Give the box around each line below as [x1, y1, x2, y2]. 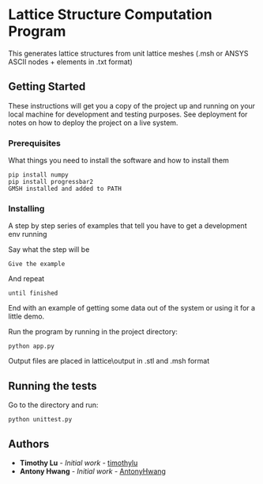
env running [8, 230, 47, 239]
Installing [8, 203, 45, 214]
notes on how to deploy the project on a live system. [8, 117, 178, 128]
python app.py [8, 342, 55, 350]
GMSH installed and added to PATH [8, 185, 122, 193]
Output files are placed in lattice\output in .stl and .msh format [8, 356, 210, 366]
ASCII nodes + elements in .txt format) [8, 57, 133, 67]
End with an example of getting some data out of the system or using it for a [8, 303, 255, 313]
